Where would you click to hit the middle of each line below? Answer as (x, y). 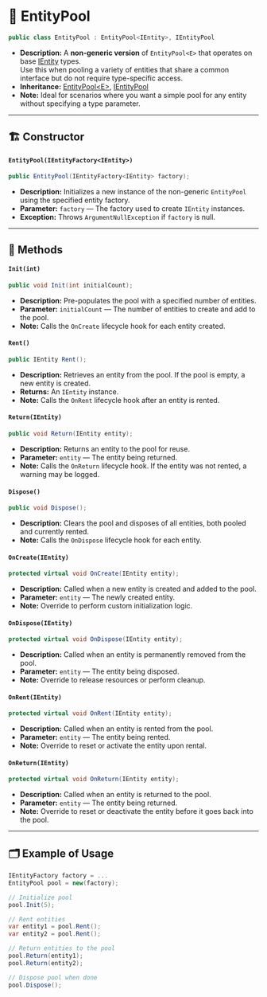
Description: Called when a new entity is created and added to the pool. (138, 589)
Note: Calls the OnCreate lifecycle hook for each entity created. (122, 326)
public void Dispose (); (48, 508)
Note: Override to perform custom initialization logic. (106, 606)
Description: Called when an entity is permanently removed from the (133, 655)
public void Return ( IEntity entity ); (71, 434)
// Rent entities (37, 919)
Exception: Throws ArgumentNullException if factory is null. (118, 217)
